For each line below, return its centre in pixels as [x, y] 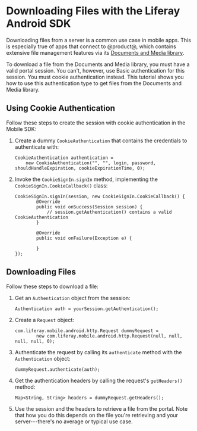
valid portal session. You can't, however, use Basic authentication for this [96, 70]
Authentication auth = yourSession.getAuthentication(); [87, 309]
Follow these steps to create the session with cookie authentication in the [96, 123]
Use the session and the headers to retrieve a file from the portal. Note [101, 408]
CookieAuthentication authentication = [64, 158]
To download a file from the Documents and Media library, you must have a [98, 64]
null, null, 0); [35, 341]
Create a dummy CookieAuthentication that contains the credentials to [101, 140]
